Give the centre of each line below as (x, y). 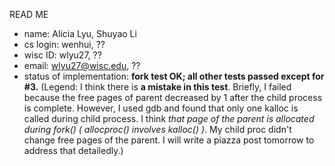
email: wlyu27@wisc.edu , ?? (82, 65)
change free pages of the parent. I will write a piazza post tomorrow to (169, 140)
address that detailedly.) (73, 150)
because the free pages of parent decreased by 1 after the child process (173, 97)
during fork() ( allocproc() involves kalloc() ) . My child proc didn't (157, 129)
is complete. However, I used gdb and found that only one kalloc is (161, 108)
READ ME (29, 14)
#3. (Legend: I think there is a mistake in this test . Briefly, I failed (157, 87)
